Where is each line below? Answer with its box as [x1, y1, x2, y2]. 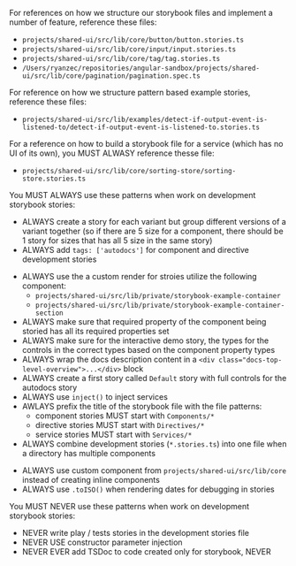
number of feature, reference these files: [9, 17, 157, 27]
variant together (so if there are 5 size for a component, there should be [21, 226, 285, 236]
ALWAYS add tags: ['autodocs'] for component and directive [21, 245, 249, 255]
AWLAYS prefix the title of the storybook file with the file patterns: [21, 402, 262, 411]
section [34, 309, 64, 317]
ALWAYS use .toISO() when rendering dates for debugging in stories [21, 484, 276, 494]
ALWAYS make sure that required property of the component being [21, 317, 267, 326]
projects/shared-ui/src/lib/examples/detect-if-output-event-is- [21, 115, 268, 124]
